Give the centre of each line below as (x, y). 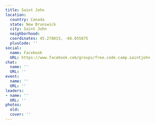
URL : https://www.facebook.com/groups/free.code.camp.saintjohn (80, 57)
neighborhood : (25, 34)
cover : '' (20, 115)
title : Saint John (25, 10)
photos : (14, 105)
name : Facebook (26, 53)
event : (12, 77)
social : (14, 48)
